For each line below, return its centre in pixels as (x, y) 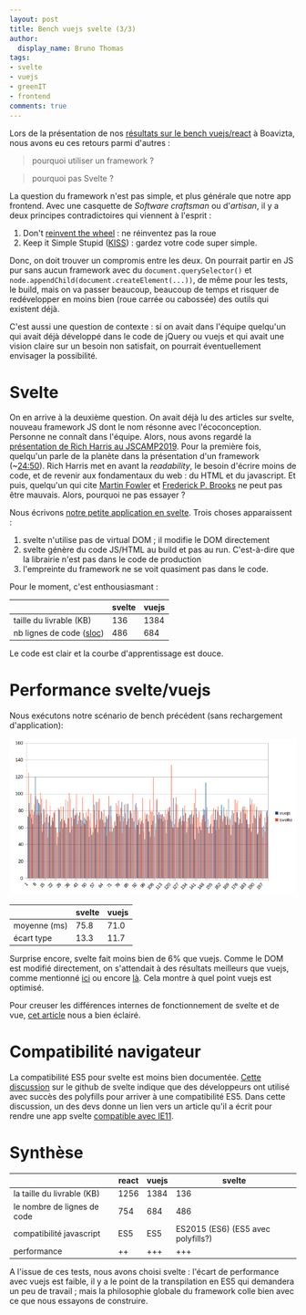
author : (24, 38)
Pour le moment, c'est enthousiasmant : (84, 587)
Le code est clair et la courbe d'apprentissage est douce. (117, 653)
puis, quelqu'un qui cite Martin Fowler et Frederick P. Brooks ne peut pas (146, 485)
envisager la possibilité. (54, 355)
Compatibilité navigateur (106, 1052)
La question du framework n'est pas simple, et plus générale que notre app (150, 195)
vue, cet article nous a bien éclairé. (75, 1015)
